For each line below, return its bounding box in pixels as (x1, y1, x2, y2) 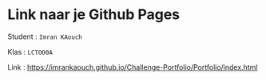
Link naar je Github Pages (7, 6, 181, 24)
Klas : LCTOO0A (7, 47, 54, 56)
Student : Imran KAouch (7, 32, 83, 41)
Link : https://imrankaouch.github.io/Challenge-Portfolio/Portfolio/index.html (7, 62, 258, 72)
